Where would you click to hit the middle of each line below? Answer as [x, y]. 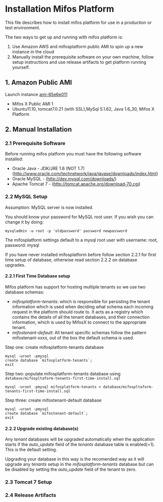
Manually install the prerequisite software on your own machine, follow [83, 57]
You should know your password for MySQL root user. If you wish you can [79, 217]
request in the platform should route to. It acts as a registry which [78, 312]
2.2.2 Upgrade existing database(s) [42, 428]
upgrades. [15, 265]
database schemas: [25, 292]
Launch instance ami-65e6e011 [36, 94]
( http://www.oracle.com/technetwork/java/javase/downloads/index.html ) [85, 174]
